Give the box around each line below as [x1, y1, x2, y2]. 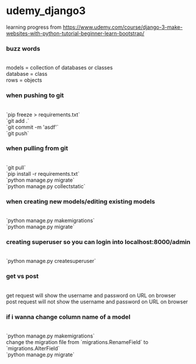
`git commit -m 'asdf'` [6, 123, 59, 131]
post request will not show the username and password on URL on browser [6, 298, 188, 305]
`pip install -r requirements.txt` [6, 170, 80, 177]
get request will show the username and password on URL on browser [6, 292, 176, 299]
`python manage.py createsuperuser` [6, 258, 96, 265]
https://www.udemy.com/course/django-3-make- [62, 24, 183, 31]
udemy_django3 [6, 4, 86, 18]
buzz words [6, 44, 40, 52]
